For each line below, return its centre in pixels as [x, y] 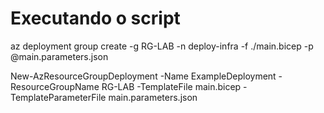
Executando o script [95, 18]
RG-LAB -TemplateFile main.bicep [171, 86]
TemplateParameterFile [58, 97]
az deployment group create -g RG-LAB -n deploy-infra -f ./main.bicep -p [162, 46]
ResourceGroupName [55, 86]
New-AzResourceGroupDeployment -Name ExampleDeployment [143, 76]
